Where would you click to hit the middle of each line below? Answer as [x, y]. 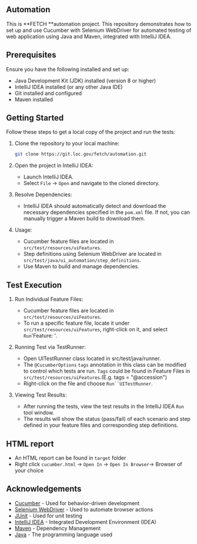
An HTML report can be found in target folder [70, 458]
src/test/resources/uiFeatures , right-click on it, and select [95, 329]
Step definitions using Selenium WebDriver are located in [92, 254]
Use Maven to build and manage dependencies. [81, 266]
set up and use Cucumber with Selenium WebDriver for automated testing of [99, 30]
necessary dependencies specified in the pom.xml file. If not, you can [106, 212]
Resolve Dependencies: [43, 194]
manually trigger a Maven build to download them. [84, 219]
